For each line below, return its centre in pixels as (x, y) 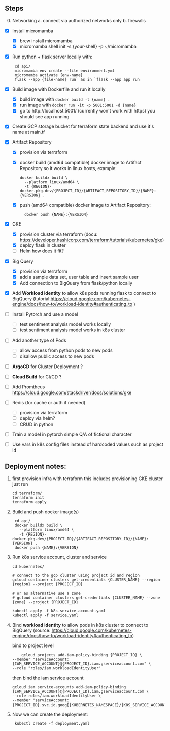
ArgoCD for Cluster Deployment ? (47, 367)
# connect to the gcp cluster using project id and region (76, 575)
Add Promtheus (28, 387)
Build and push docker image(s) (45, 512)
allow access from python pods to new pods (66, 350)
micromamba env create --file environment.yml (64, 71)
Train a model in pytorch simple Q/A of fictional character (72, 434)
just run (20, 484)
